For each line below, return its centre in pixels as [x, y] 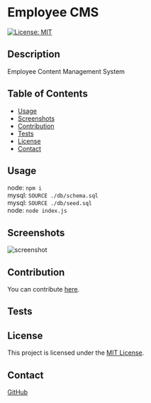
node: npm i [25, 188]
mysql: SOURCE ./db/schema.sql [53, 195]
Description [34, 54]
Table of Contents [48, 94]
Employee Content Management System [66, 71]
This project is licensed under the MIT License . [76, 353]
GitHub [18, 392]
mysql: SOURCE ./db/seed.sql [50, 203]
